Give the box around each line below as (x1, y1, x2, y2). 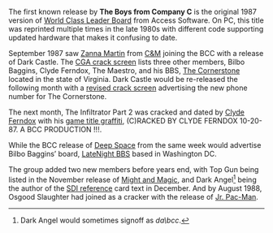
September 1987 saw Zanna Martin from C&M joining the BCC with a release (8, 49, 264, 58)
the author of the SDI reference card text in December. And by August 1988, (8, 183, 262, 193)
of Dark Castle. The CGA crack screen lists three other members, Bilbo (8, 57, 245, 67)
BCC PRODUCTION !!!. (27, 125, 102, 134)
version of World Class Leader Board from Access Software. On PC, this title (8, 15, 264, 25)
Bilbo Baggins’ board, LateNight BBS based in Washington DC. (8, 149, 217, 158)
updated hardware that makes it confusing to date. (8, 32, 178, 42)
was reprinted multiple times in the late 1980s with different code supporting (8, 24, 264, 33)
